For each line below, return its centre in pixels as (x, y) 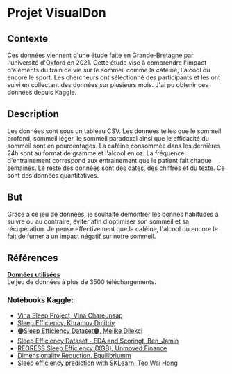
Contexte (28, 39)
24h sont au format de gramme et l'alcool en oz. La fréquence (96, 153)
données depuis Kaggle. (42, 92)
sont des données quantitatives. (53, 175)
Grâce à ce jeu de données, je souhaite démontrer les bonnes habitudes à (113, 214)
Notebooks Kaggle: (41, 300)
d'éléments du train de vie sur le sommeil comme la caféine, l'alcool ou (109, 70)
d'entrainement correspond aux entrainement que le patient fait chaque (109, 160)
